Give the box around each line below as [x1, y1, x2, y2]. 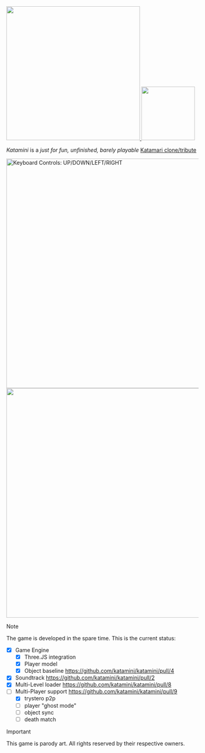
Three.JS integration [24, 653, 76, 661]
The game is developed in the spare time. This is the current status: [6, 635, 176, 642]
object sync [24, 708, 54, 716]
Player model [24, 661, 58, 668]
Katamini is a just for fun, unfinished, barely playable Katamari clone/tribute [6, 146, 196, 154]
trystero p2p [24, 695, 56, 702]
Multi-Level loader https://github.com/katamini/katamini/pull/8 [15, 681, 172, 688]
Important [6, 728, 31, 735]
